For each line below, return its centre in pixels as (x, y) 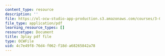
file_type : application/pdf (34, 23)
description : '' (22, 14)
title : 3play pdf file (28, 37)
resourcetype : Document (29, 32)
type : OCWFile (20, 41)
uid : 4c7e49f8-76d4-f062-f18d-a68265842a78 (50, 46)
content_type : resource (29, 9)
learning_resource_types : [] (35, 28)
